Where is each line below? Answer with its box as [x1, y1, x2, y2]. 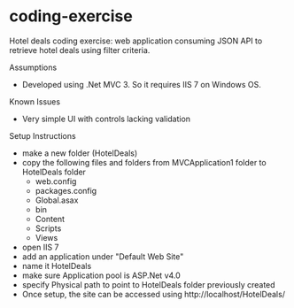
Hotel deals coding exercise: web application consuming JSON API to [9, 35, 263, 46]
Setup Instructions [9, 130, 77, 141]
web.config [35, 175, 77, 187]
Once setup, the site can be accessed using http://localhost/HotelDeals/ [21, 289, 286, 299]
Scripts [35, 223, 62, 234]
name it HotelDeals [21, 260, 92, 271]
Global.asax [35, 195, 79, 205]
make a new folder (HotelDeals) [21, 148, 138, 158]
